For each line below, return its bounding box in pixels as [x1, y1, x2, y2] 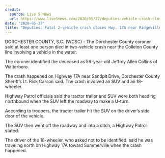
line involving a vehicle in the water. [5, 49, 77, 55]
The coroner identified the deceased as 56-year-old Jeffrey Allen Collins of [5, 59, 158, 65]
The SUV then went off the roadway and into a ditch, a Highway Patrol [5, 123, 147, 129]
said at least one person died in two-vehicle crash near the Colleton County [5, 44, 158, 50]
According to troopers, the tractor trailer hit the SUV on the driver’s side [5, 108, 150, 114]
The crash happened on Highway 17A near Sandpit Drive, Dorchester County [5, 73, 160, 79]
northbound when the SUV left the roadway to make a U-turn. [5, 98, 130, 104]
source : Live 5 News [9, 12, 52, 17]
